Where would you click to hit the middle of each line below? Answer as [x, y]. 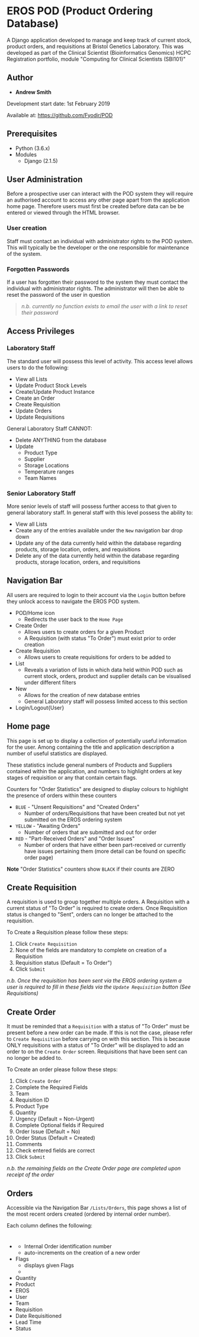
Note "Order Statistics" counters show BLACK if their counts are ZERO [91, 869]
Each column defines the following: [49, 1226]
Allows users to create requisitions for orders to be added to [97, 657]
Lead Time [28, 1322]
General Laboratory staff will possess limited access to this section [106, 701]
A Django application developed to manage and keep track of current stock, [99, 40]
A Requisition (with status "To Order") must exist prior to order [100, 638]
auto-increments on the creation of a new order [82, 1253]
